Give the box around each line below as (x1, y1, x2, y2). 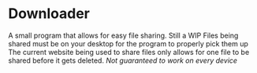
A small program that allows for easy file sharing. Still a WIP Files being (8, 31, 239, 40)
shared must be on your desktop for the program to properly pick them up (8, 38, 248, 48)
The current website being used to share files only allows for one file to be (8, 47, 250, 57)
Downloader (8, 5, 91, 23)
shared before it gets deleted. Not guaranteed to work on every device (8, 56, 238, 65)
